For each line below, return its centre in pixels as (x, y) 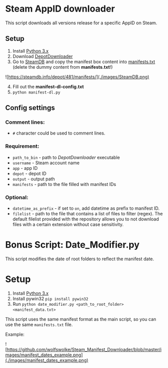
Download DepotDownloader (43, 56)
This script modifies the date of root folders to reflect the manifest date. (80, 259)
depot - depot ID (29, 173)
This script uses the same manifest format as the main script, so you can (81, 319)
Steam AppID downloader (60, 9)
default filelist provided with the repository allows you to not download (86, 219)
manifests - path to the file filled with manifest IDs (64, 184)
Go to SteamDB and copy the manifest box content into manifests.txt (84, 62)
